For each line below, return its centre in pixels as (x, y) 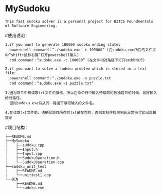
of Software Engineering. (31, 26)
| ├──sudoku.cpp (25, 145)
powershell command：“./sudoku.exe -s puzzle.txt (60, 78)
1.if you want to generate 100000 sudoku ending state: (63, 44)
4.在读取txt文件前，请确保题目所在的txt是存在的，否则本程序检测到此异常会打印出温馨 (81, 113)
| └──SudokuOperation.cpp (35, 162)
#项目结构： (17, 127)
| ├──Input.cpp (24, 154)
